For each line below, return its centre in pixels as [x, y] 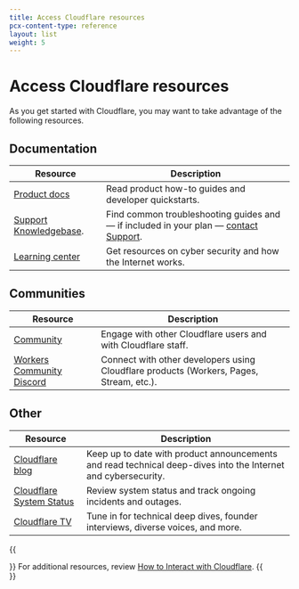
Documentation [53, 148]
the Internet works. [145, 262]
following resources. [47, 120]
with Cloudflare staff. [145, 345]
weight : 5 [28, 42]
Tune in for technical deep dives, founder [172, 516]
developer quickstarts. [153, 200]
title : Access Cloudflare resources [77, 17]
